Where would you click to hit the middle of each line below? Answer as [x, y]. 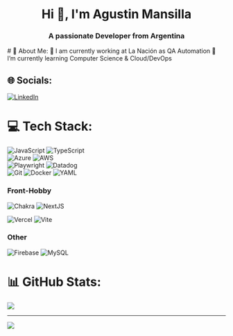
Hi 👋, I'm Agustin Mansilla [116, 14]
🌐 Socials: [30, 80]
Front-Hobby [29, 191]
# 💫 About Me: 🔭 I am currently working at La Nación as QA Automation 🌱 [112, 51]
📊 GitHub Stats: [54, 282]
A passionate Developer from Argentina [116, 36]
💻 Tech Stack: [50, 126]
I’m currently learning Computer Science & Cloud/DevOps [89, 58]
